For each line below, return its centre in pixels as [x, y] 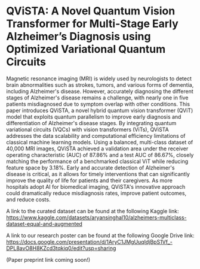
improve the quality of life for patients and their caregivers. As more [90, 180]
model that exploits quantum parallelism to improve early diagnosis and [94, 117]
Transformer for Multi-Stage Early [93, 24]
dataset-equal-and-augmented [44, 223]
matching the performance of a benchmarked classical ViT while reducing [97, 161]
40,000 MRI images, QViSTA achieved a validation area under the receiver [97, 149]
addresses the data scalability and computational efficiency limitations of [96, 135]
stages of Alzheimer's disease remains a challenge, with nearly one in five [98, 98]
